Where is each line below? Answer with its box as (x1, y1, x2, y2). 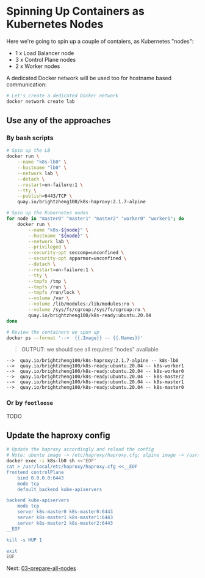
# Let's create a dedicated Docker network (6, 92, 119, 99)
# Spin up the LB (6, 148, 51, 154)
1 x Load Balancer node (15, 49, 74, 56)
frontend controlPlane (6, 469, 64, 475)
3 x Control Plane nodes (15, 56, 76, 63)
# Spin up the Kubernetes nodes (6, 210, 88, 216)
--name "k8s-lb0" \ (17, 159, 67, 165)
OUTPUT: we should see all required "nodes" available (21, 346, 159, 353)
